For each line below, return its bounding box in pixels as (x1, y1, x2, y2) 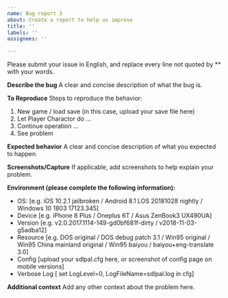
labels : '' (7, 29, 38, 36)
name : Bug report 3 (7, 10, 63, 17)
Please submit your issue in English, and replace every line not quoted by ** (7, 60, 221, 69)
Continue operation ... (16, 122, 79, 130)
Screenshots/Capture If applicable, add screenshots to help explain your (7, 163, 214, 171)
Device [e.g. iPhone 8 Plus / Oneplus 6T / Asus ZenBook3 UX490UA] (16, 212, 212, 220)
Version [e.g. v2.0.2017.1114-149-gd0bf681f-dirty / (16, 219, 158, 227)
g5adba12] (16, 226, 47, 234)
